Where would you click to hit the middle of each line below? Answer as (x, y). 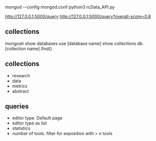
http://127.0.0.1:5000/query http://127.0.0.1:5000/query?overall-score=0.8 (78, 16)
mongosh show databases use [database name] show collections (70, 43)
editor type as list (29, 123)
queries (17, 106)
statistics (21, 128)
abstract (20, 91)
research (21, 75)
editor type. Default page (37, 118)
